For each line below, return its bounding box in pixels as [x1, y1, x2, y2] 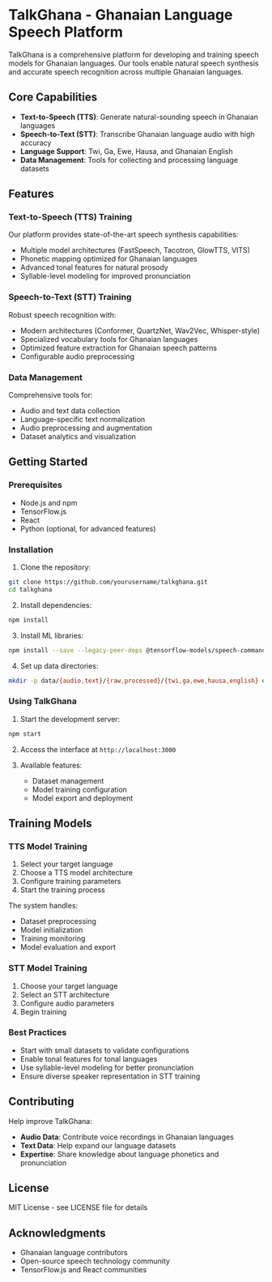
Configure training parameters [19, 877, 121, 887]
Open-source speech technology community [19, 1256, 170, 1266]
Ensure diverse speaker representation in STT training [19, 1071, 201, 1081]
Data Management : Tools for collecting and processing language [19, 155, 239, 165]
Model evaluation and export [19, 942, 116, 952]
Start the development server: [19, 714, 121, 724]
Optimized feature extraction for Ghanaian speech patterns [19, 343, 217, 353]
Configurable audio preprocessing [19, 351, 135, 361]
